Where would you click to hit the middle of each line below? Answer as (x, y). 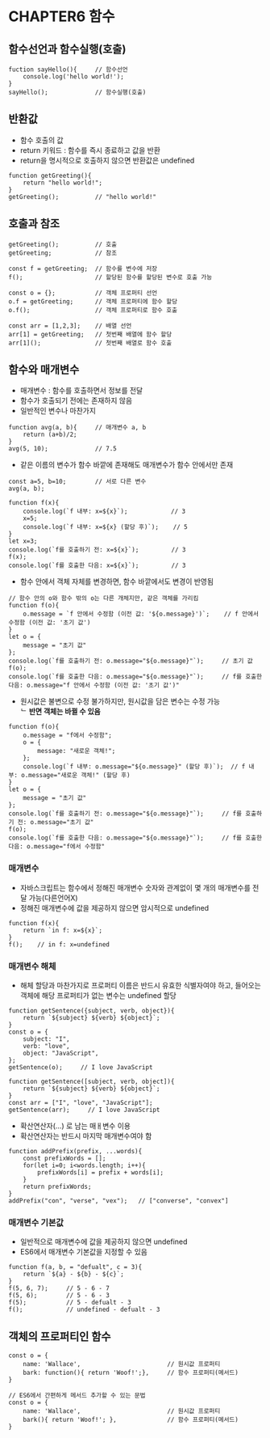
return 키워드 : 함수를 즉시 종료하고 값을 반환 (90, 150)
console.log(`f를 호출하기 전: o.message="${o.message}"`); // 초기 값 (131, 661)
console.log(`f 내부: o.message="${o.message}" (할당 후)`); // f (134, 767)
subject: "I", (46, 1039)
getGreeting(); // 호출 (63, 244)
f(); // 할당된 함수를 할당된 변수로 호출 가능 (110, 277)
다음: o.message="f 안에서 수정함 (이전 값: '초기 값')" (94, 685)
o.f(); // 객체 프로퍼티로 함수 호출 (93, 310)
